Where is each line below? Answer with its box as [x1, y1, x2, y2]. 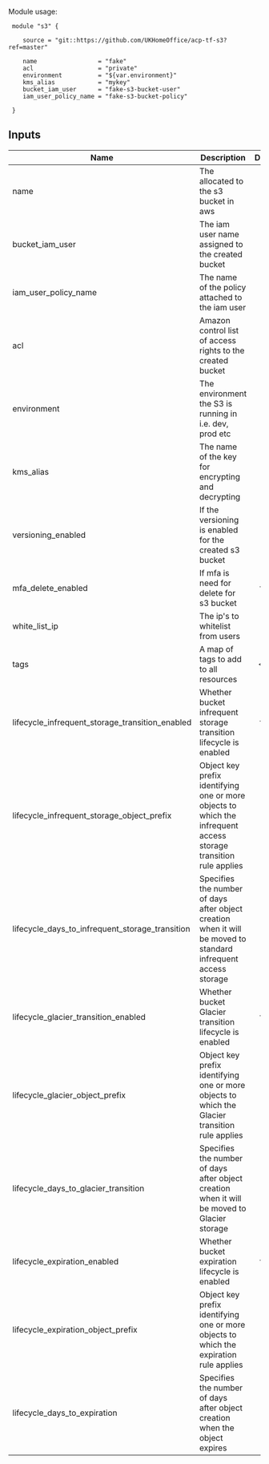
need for [199, 577, 231, 588]
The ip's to [199, 610, 239, 621]
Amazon [199, 314, 231, 326]
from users [199, 630, 241, 641]
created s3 [199, 544, 240, 556]
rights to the [199, 345, 245, 356]
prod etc [199, 428, 231, 439]
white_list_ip [12, 621, 58, 632]
